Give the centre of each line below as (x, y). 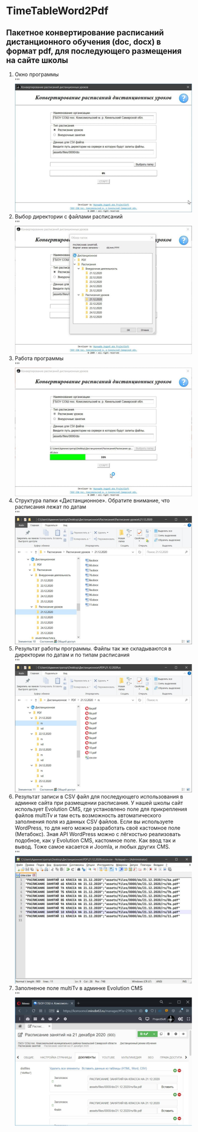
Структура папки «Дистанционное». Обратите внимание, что (92, 501)
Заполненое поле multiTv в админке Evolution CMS (79, 988)
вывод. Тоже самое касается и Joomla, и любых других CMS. (92, 846)
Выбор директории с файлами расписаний (69, 216)
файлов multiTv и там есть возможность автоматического (88, 815)
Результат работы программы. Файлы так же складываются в (93, 648)
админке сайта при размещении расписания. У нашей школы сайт (99, 803)
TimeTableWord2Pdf (57, 11)
